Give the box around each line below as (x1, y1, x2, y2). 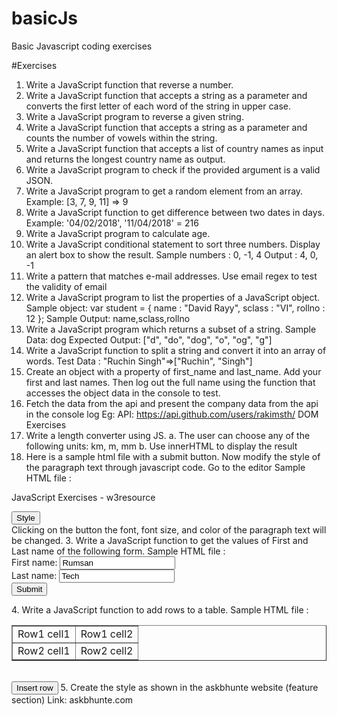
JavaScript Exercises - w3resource (11, 491, 156, 503)
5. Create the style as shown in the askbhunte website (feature (60, 681, 319, 693)
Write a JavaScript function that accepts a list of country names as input (25, 142, 324, 154)
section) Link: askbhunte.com (11, 693, 134, 706)
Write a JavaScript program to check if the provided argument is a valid (25, 163, 321, 176)
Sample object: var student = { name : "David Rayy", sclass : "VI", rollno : (25, 302, 326, 314)
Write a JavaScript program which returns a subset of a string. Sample (25, 323, 317, 335)
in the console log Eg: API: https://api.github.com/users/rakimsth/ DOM (25, 408, 319, 420)
